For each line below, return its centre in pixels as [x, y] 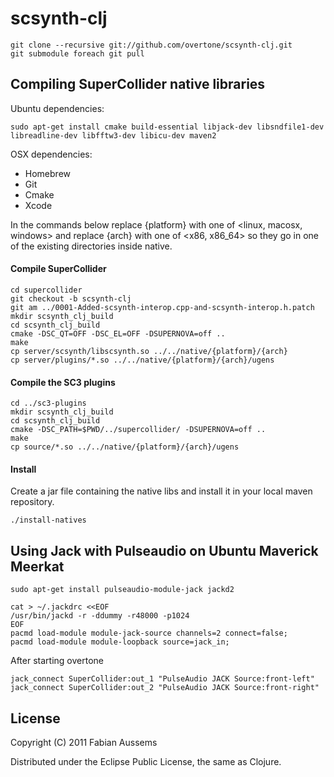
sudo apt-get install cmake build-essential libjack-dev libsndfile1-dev [167, 127]
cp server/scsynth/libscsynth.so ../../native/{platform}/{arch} [149, 351]
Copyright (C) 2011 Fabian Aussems [84, 742]
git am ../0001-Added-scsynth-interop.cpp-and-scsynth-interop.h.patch [162, 307]
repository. [32, 502]
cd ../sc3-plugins [48, 403]
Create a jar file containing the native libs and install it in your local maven [161, 491]
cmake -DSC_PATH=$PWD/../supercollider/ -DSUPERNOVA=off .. [138, 430]
